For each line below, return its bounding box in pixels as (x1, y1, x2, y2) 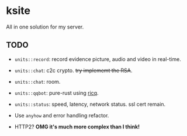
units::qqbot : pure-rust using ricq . (14, 89, 99, 96)
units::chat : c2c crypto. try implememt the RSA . (14, 67, 133, 74)
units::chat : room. (14, 78, 61, 85)
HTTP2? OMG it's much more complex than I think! (14, 123, 140, 130)
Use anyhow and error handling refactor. (14, 112, 109, 119)
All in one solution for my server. (6, 23, 84, 30)
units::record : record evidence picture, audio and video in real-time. (14, 55, 181, 62)
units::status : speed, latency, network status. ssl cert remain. (14, 101, 166, 108)
